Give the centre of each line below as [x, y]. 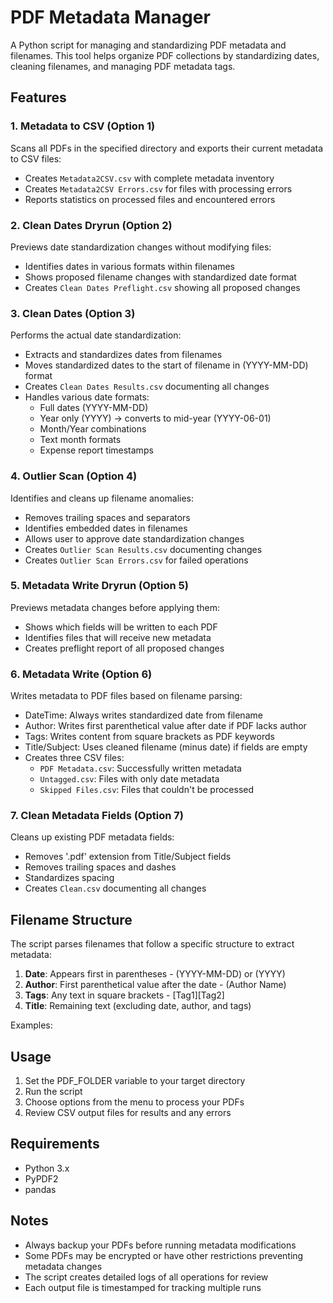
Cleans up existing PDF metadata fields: [92, 837]
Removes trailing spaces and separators [107, 517]
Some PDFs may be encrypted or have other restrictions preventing [164, 1255]
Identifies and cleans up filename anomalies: [102, 498]
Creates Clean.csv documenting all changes [115, 888]
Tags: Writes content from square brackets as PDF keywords [149, 737]
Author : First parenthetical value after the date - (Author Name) [155, 985]
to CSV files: [36, 158]
